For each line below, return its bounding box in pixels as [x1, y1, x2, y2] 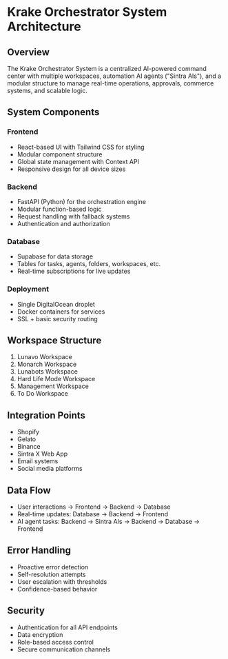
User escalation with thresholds [17, 577, 107, 586]
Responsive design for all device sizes [17, 165, 126, 173]
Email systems [17, 457, 59, 465]
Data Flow [7, 484, 51, 496]
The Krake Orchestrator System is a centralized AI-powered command [7, 65, 207, 72]
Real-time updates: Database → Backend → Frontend [17, 510, 169, 518]
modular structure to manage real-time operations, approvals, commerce [7, 79, 214, 87]
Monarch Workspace [17, 360, 77, 369]
